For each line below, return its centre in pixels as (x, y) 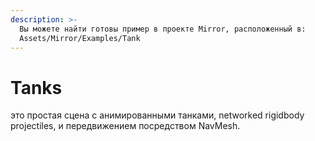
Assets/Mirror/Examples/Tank (80, 38)
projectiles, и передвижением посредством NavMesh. (125, 126)
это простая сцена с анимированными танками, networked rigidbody (157, 115)
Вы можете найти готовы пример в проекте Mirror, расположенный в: (163, 29)
